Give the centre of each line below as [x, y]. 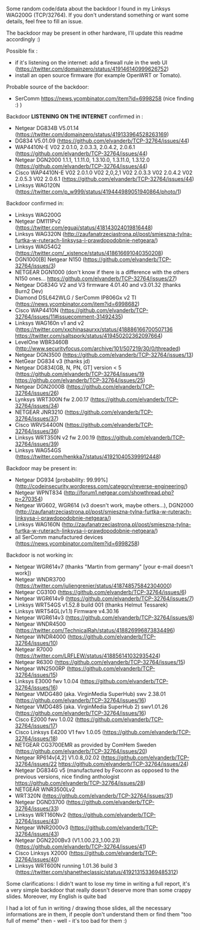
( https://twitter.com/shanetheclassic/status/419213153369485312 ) [96, 872]
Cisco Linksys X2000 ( [43, 853]
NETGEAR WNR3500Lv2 [45, 789]
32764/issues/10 [36, 643]
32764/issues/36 [36, 431]
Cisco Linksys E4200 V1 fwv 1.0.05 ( [59, 732]
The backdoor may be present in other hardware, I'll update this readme [95, 33]
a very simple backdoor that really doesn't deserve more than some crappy [99, 890]
